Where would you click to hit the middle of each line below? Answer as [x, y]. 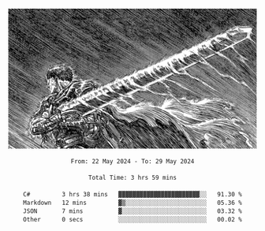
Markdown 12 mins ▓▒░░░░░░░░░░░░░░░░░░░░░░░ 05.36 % [132, 203]
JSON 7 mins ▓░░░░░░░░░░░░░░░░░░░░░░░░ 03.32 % [132, 211]
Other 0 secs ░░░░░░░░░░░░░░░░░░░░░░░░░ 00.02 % [132, 219]
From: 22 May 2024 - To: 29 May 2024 [132, 161]
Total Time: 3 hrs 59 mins [132, 178]
